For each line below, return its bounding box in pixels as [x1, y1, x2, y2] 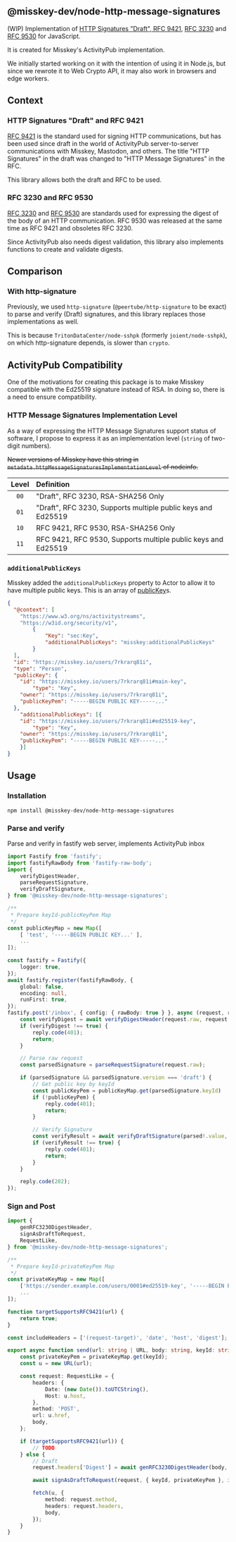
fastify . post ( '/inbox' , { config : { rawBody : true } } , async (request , [7, 1009, 225, 1017]
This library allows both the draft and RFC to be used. [7, 175, 162, 184]
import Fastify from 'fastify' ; [7, 853, 102, 860]
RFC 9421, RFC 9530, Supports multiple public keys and [36, 534, 223, 544]
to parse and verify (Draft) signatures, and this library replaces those [7, 310, 206, 319]
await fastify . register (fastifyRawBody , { [7, 976, 133, 984]
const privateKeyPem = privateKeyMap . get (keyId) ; [20, 1353, 169, 1361]
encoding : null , [20, 989, 68, 997]
